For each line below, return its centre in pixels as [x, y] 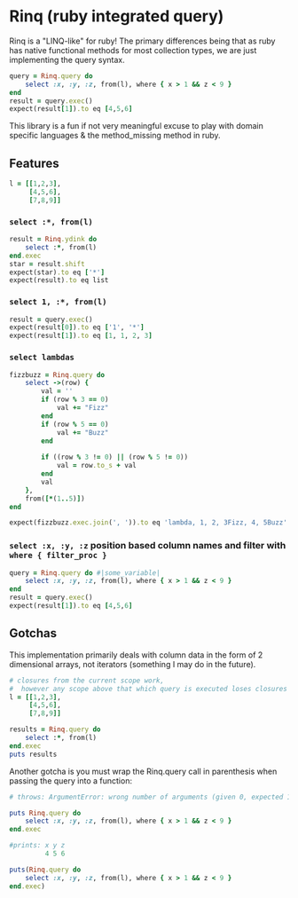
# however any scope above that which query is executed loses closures [149, 689]
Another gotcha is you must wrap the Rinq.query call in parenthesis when [143, 771]
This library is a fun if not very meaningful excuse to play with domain [137, 126]
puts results [33, 754]
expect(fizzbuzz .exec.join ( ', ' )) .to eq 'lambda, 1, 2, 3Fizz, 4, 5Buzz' [149, 523]
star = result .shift [47, 264]
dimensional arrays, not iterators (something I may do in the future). [133, 664]
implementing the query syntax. [67, 59]
